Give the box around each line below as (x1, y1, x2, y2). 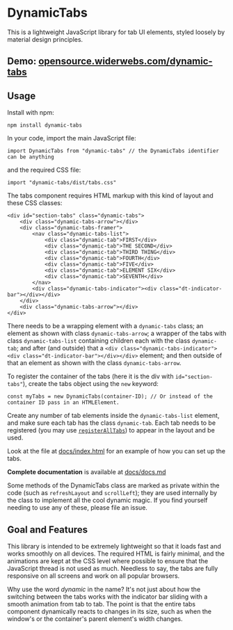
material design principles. (7, 35, 83, 43)
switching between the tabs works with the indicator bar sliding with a (7, 592, 208, 601)
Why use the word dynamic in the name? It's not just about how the (7, 585, 201, 593)
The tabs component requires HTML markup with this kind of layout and (7, 191, 214, 200)
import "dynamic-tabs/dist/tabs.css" (7, 179, 117, 186)
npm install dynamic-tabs (7, 122, 82, 129)
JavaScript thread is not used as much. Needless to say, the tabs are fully (7, 564, 218, 572)
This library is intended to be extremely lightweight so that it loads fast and (7, 542, 221, 550)
